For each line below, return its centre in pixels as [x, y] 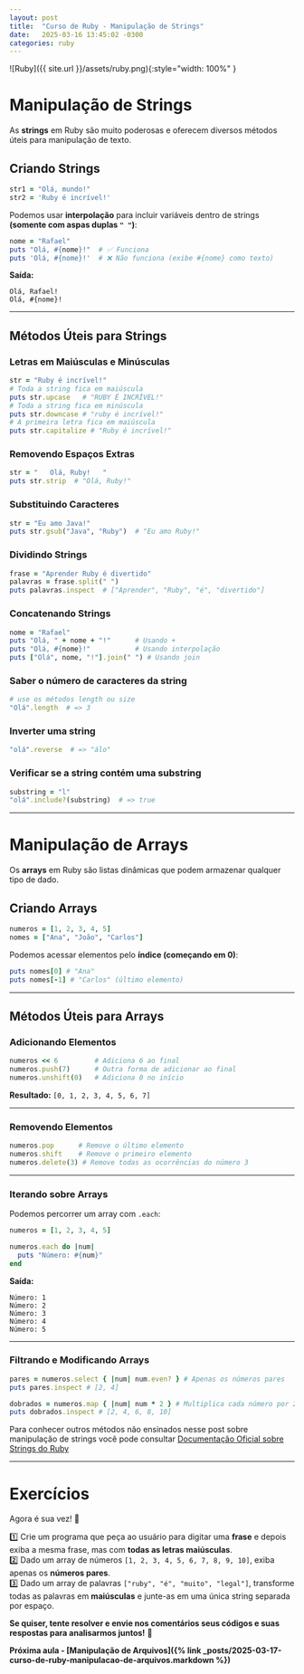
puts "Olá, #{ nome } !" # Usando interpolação [115, 649]
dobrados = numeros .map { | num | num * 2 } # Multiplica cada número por [149, 1403]
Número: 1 [28, 1298]
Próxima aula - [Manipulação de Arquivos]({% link [105, 1650]
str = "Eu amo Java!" [50, 523]
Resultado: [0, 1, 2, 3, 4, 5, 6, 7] [80, 1095]
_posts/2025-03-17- [242, 1650]
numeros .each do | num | [52, 1246]
